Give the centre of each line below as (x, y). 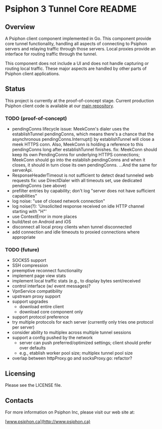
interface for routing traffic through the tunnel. (51, 54)
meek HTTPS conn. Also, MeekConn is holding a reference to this (78, 145)
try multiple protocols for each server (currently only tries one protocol (83, 322)
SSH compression (30, 265)
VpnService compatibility (37, 291)
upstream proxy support (36, 297)
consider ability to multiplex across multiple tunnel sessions (72, 332)
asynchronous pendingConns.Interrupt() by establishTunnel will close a (83, 139)
